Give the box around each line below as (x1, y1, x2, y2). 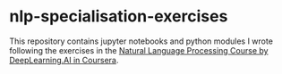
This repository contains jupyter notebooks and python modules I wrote (9, 36, 273, 46)
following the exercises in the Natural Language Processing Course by (9, 45, 269, 55)
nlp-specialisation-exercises (9, 6, 228, 27)
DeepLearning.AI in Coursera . (9, 54, 119, 65)
